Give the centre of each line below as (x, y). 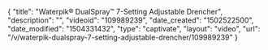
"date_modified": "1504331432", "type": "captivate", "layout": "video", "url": (134, 29)
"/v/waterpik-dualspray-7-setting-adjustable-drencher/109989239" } (123, 37)
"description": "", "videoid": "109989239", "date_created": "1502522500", (131, 20)
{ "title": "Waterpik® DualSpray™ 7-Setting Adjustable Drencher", (115, 12)
